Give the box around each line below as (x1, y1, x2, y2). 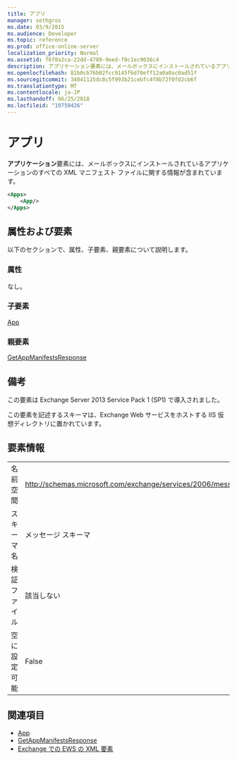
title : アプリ (7, 10, 46, 18)
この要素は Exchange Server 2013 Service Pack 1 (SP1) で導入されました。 (7, 396, 224, 404)
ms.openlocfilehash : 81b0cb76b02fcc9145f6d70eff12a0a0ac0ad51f (7, 69, 197, 76)
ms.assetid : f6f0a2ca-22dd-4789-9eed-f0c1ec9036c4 (7, 56, 159, 63)
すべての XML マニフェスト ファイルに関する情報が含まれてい (37, 168, 217, 176)
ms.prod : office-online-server (7, 43, 99, 50)
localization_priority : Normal (7, 50, 99, 57)
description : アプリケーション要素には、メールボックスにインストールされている (7, 63, 217, 70)
